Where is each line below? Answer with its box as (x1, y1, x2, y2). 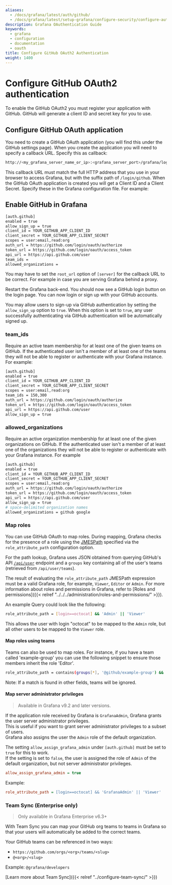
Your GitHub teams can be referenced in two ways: (5, 838, 113, 844)
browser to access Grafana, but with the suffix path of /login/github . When (5, 175, 165, 181)
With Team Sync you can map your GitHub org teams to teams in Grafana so (5, 823, 166, 829)
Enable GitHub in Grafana (5, 201, 88, 209)
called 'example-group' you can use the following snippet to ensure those (5, 655, 161, 661)
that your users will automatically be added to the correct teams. (5, 829, 142, 835)
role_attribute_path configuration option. (5, 544, 95, 550)
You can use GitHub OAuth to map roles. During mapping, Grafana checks (5, 533, 161, 539)
